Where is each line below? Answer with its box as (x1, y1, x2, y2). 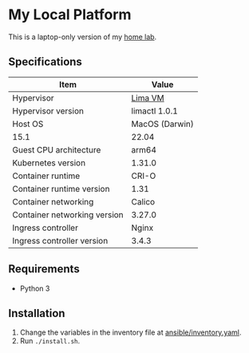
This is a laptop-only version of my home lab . (8, 32, 157, 42)
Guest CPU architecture (12, 144, 101, 155)
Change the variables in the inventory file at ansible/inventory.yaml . (19, 327, 242, 337)
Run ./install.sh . (19, 336, 81, 346)
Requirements (8, 262, 80, 276)
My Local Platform (8, 6, 132, 24)
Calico (131, 196, 156, 207)
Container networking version (12, 209, 124, 220)
